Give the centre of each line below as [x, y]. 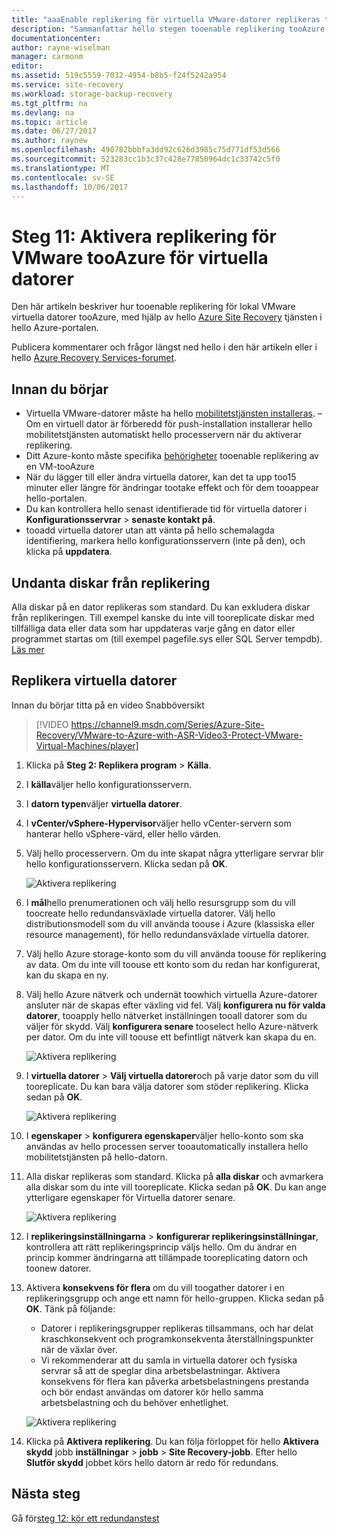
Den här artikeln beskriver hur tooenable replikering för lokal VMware [153, 307]
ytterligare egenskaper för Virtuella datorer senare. [130, 1197]
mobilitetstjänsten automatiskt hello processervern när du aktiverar [164, 435]
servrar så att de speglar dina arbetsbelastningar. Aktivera [160, 1370]
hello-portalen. [56, 498]
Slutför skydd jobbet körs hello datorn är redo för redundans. [152, 1462]
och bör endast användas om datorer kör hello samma [152, 1392]
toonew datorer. [58, 1268]
